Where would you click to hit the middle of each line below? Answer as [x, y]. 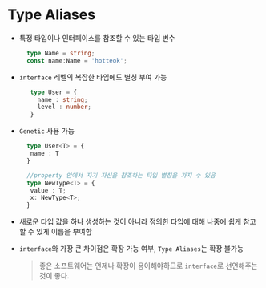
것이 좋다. [54, 276]
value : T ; [48, 190]
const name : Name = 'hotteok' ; [77, 61]
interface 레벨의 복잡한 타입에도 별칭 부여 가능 [93, 77]
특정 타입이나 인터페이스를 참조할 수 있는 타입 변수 [97, 38]
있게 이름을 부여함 [64, 232]
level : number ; [64, 107]
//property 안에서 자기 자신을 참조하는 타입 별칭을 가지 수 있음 [121, 175]
